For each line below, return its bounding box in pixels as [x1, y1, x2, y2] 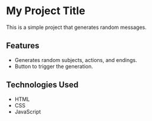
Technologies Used [6, 80, 78, 90]
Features [6, 41, 39, 51]
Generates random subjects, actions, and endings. [14, 56, 137, 63]
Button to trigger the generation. [14, 63, 93, 70]
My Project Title [6, 4, 85, 18]
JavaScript [14, 108, 41, 115]
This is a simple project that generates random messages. [6, 24, 147, 31]
